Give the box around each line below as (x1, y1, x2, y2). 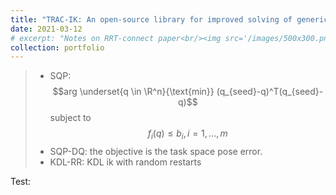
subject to (49, 112, 92, 124)
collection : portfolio (10, 42, 105, 53)
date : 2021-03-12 (10, 24, 83, 34)
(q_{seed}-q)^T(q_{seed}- (216, 86, 324, 98)
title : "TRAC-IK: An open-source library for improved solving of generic (10, 14, 329, 25)
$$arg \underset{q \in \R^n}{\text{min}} (52, 86, 215, 98)
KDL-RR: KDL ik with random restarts (49, 156, 202, 168)
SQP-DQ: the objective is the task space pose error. (49, 146, 263, 158)
